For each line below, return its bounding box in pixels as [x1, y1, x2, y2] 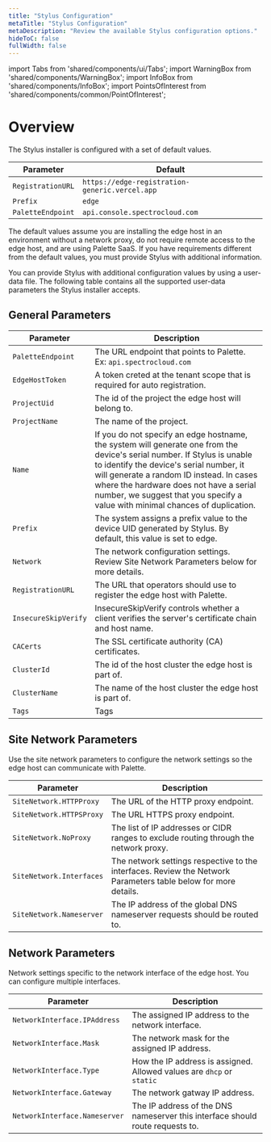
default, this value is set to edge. [94, 532, 218, 544]
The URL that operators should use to [94, 579, 236, 590]
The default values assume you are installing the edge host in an [8, 227, 223, 237]
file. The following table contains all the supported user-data [24, 276, 226, 287]
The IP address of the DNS [131, 1100, 233, 1111]
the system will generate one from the [94, 439, 239, 450]
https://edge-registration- [81, 178, 190, 187]
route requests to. [131, 1120, 199, 1132]
